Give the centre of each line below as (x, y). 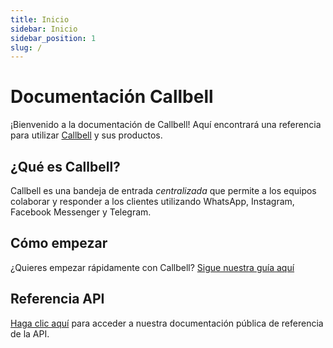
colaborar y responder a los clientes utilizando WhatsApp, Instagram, (152, 201)
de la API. (30, 333)
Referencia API (57, 299)
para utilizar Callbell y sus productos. (86, 135)
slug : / (26, 47)
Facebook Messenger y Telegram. (81, 212)
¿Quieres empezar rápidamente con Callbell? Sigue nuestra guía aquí (152, 267)
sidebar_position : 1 (53, 38)
